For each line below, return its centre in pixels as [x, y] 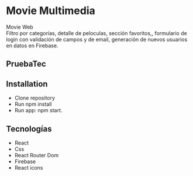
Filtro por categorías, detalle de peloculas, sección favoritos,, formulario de [96, 33]
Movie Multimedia [51, 11]
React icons [29, 167]
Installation [27, 84]
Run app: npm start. [38, 111]
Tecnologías [29, 129]
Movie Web [20, 27]
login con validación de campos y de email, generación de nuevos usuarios [97, 39]
